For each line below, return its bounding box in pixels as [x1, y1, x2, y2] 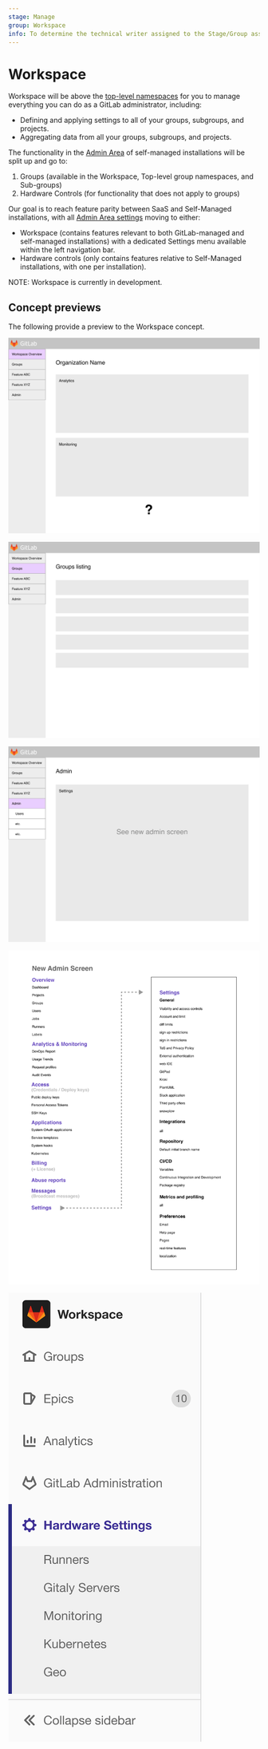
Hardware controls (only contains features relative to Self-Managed [19, 254, 242, 263]
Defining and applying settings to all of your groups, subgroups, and [19, 116, 245, 125]
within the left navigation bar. [19, 245, 116, 255]
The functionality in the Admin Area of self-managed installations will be [8, 148, 246, 157]
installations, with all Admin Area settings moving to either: [8, 212, 201, 223]
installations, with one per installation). [19, 262, 147, 271]
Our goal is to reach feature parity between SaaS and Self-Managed [8, 204, 232, 214]
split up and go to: [8, 156, 68, 166]
